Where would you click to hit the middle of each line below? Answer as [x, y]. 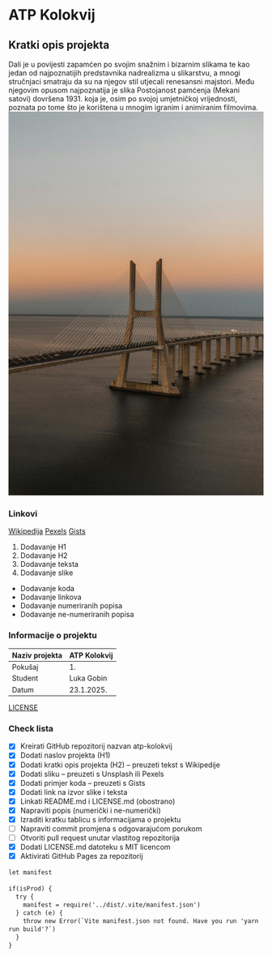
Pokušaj [25, 667]
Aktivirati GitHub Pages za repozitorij [81, 856]
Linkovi [23, 513]
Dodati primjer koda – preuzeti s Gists [83, 783]
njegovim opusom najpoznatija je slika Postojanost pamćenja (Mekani [124, 90]
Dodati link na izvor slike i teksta [74, 792]
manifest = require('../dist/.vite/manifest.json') [112, 905]
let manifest [30, 873]
